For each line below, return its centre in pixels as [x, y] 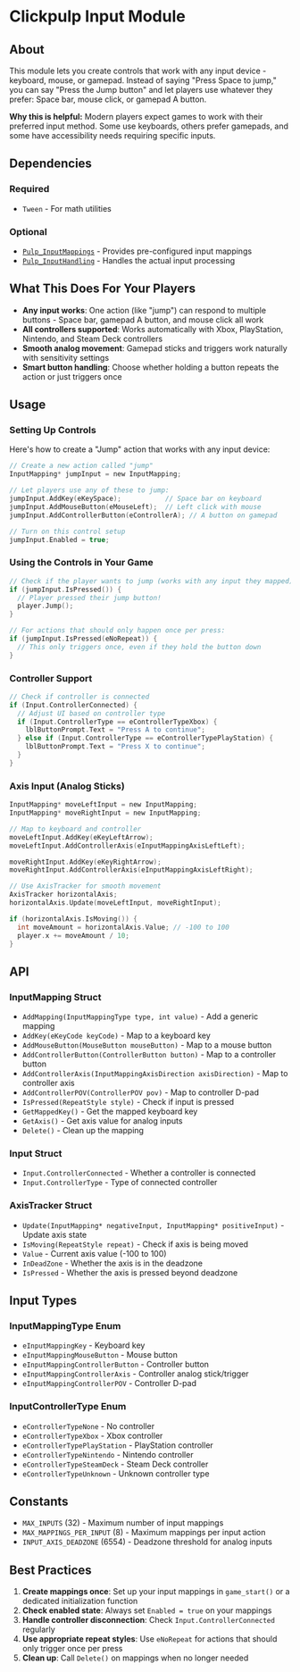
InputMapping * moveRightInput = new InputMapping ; [105, 813]
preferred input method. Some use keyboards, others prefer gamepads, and [149, 126]
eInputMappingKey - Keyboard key [83, 1345]
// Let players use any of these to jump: [89, 490]
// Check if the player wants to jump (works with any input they [135, 581]
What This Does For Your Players [103, 289]
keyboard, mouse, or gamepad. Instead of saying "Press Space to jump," [143, 80]
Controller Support [51, 678]
